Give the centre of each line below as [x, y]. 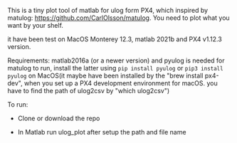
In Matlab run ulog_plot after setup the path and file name [102, 132]
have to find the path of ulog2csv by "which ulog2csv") [89, 91]
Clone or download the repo [59, 118]
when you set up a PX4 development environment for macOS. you [121, 83]
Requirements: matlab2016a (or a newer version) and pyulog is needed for [116, 60]
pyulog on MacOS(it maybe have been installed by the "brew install [105, 75]
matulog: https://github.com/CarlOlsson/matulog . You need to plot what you [118, 18]
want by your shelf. [36, 25]
